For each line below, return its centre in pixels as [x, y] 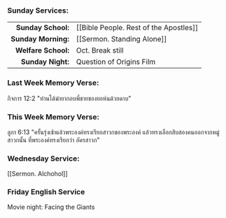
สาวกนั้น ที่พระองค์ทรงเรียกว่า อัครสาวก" [54, 139]
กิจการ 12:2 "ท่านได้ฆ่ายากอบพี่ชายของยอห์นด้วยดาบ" [69, 98]
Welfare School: [42, 50]
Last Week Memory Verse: [53, 83]
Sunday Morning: [40, 39]
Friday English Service [46, 192]
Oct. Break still [100, 50]
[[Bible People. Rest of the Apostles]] [137, 28]
